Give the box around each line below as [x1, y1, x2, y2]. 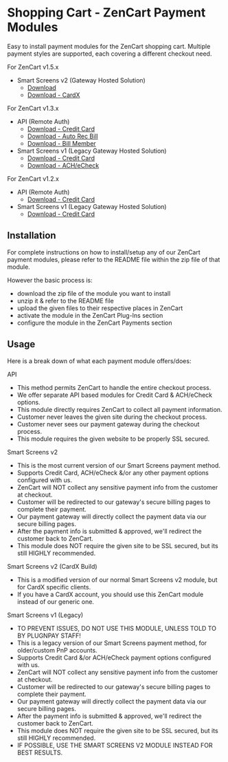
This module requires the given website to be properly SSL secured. [16, 435, 210, 443]
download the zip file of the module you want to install [16, 289, 171, 297]
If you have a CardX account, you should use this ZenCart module [16, 590, 204, 598]
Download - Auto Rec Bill [27, 132, 98, 140]
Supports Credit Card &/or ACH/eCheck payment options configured [16, 653, 212, 662]
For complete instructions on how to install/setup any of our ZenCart [7, 248, 201, 256]
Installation [7, 230, 56, 241]
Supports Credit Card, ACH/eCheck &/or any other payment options [16, 468, 209, 477]
